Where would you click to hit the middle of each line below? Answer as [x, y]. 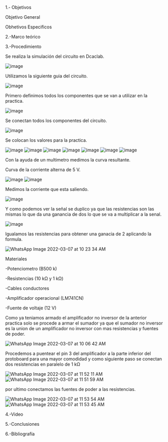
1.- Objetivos [18, 7]
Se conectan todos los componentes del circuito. [56, 120]
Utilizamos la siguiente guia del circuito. [47, 76]
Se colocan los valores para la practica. [46, 140]
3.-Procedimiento [23, 47]
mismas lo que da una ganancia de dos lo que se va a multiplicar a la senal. [83, 214]
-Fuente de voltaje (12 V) [31, 308]
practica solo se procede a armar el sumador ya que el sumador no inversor [84, 323]
